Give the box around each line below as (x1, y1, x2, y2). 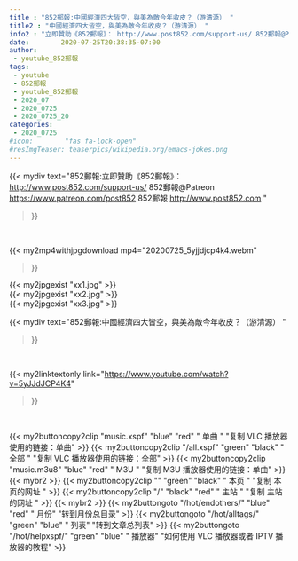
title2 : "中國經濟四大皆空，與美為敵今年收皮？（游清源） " (9, 21, 209, 30)
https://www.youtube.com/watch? (104, 368, 229, 379)
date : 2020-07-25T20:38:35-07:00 (9, 37, 161, 47)
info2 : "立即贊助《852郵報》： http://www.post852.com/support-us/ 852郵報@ (9, 29, 286, 38)
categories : (9, 121, 53, 130)
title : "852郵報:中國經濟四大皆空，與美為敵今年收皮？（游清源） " (9, 12, 234, 22)
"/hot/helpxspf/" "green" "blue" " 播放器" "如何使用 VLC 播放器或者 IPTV (9, 530, 274, 541)
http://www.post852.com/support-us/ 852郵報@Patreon (9, 181, 216, 192)
